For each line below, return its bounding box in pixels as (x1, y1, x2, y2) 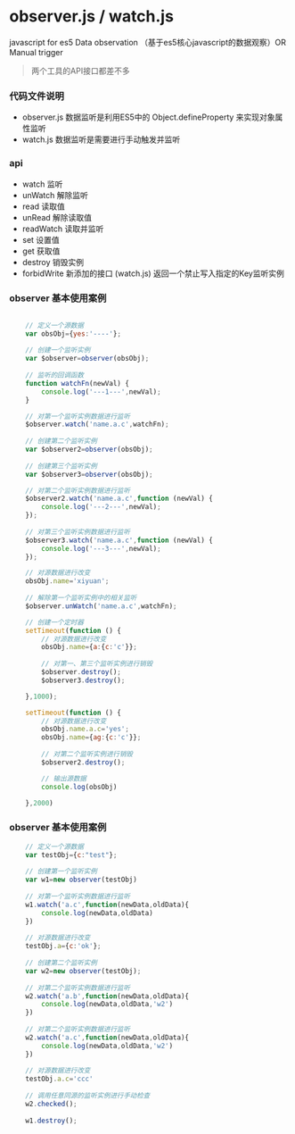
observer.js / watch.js (9, 6, 174, 27)
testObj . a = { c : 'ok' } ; (25, 942, 102, 951)
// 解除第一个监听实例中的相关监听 (25, 594, 137, 603)
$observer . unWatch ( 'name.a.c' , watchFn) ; (25, 601, 177, 611)
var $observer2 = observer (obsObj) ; (25, 445, 153, 454)
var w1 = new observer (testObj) (25, 875, 138, 885)
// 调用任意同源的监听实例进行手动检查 (25, 1091, 151, 1100)
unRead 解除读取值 (21, 212, 92, 222)
